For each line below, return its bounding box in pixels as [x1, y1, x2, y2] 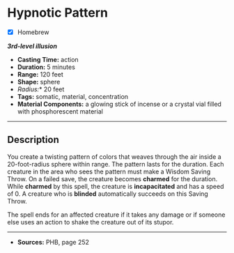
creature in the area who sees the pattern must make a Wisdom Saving [7, 167, 211, 176]
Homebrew [17, 28, 49, 36]
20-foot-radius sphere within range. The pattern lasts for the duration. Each [7, 160, 224, 168]
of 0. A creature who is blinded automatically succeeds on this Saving [7, 190, 209, 198]
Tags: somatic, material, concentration [17, 93, 129, 100]
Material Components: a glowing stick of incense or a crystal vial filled [17, 100, 221, 108]
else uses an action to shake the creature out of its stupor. [7, 217, 174, 226]
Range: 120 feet [17, 70, 64, 78]
